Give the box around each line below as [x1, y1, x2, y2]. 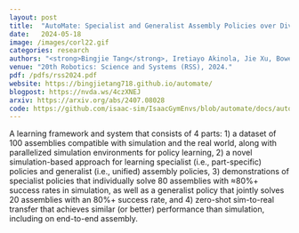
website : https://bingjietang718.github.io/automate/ [9, 79, 214, 88]
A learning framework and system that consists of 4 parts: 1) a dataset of [9, 128, 277, 139]
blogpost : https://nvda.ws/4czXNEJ [9, 87, 141, 96]
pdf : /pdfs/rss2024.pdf [9, 71, 98, 80]
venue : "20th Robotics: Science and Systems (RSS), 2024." [9, 63, 233, 72]
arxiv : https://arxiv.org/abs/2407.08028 [9, 95, 166, 105]
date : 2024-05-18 [9, 29, 82, 38]
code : [9, 104, 29, 113]
